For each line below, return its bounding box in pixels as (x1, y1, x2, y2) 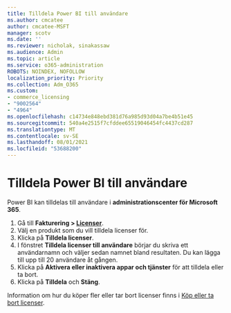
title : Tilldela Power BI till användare (7, 10, 129, 17)
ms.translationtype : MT (7, 126, 76, 133)
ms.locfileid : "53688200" (7, 145, 82, 152)
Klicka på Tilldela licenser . (17, 233, 94, 242)
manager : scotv (7, 29, 51, 37)
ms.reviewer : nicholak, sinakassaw (7, 42, 110, 49)
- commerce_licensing (7, 94, 70, 101)
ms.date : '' (7, 36, 41, 43)
